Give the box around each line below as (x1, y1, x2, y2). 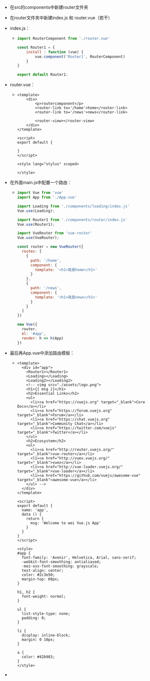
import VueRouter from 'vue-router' (17, 231, 92, 236)
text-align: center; (21, 568, 64, 573)
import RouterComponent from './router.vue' (17, 36, 110, 41)
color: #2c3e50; (21, 572, 55, 577)
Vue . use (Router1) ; (17, 222, 55, 227)
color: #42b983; (21, 654, 55, 659)
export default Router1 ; (17, 72, 68, 77)
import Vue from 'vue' (17, 190, 64, 195)
